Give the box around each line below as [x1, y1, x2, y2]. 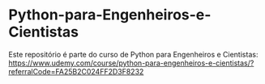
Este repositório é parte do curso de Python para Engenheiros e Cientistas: [8, 49, 259, 59]
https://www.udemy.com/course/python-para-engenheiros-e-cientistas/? [8, 58, 254, 68]
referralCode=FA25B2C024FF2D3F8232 [8, 66, 144, 76]
